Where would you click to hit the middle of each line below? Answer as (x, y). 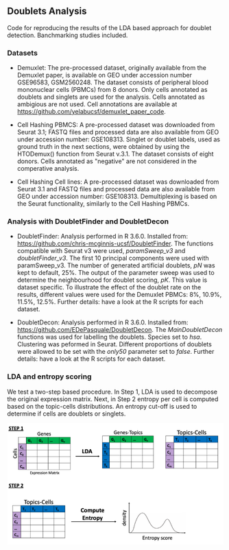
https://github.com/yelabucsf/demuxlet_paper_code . (91, 112)
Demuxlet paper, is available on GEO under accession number (104, 75)
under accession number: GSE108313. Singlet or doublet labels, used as (119, 139)
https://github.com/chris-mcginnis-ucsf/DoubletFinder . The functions (115, 243)
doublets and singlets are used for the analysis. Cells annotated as (111, 97)
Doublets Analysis (47, 11)
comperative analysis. (48, 169)
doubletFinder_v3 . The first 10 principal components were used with (113, 258)
